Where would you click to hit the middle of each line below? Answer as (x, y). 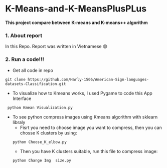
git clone (16, 79)
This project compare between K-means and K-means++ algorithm (76, 22)
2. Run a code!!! (25, 59)
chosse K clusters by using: (48, 132)
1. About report (24, 35)
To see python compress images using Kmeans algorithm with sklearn (85, 117)
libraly (19, 122)
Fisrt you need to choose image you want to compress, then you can (91, 127)
